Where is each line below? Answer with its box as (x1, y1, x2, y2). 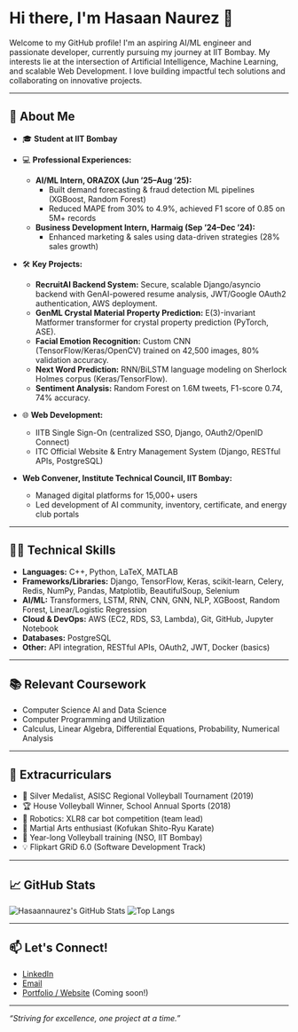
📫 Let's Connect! (9, 941, 108, 956)
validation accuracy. (35, 354, 109, 365)
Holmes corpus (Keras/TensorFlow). (35, 373, 169, 384)
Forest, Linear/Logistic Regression (21, 603, 147, 615)
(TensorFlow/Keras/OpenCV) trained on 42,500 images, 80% (35, 345, 260, 356)
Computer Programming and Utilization (21, 714, 166, 725)
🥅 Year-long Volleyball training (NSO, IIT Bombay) (21, 832, 203, 843)
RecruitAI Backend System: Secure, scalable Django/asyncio (35, 279, 262, 289)
